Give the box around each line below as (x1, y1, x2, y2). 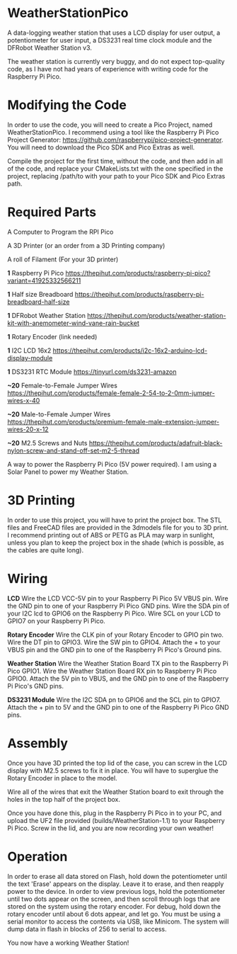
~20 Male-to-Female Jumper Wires (7, 409, 111, 419)
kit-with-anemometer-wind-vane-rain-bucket (7, 319, 139, 327)
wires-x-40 (7, 396, 40, 404)
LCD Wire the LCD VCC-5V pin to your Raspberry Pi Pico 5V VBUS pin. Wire (7, 594, 229, 603)
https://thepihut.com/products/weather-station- (87, 311, 226, 319)
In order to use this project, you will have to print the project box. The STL (7, 516, 222, 524)
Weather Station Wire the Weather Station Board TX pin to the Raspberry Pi (7, 659, 229, 667)
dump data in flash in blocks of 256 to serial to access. (7, 924, 168, 933)
